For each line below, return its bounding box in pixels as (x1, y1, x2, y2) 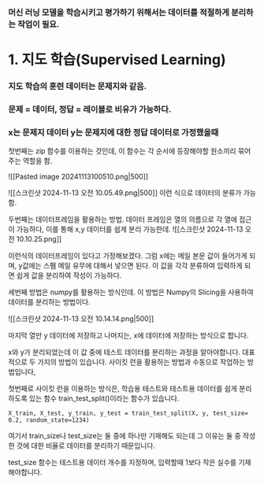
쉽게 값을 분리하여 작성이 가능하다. (16, 271, 122, 280)
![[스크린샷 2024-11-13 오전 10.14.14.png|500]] (8, 314, 154, 323)
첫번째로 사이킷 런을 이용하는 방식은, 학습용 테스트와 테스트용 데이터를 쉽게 (8, 384, 238, 393)
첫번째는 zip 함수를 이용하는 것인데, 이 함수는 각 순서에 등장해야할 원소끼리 (8, 146, 236, 156)
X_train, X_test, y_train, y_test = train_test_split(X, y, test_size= (8, 409, 248, 418)
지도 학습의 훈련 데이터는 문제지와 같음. (8, 81, 147, 92)
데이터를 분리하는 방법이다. (8, 297, 91, 307)
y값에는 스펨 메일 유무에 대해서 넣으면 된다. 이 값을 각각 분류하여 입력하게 (18, 261, 243, 271)
